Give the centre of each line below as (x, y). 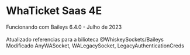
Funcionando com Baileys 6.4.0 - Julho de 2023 (64, 27)
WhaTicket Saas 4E (54, 11)
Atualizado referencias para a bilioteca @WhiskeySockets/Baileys (85, 39)
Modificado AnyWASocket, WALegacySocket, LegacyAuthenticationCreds (95, 46)
